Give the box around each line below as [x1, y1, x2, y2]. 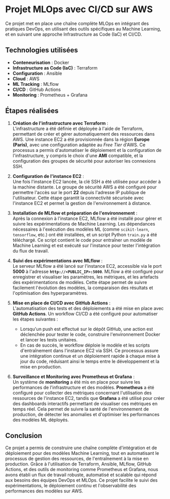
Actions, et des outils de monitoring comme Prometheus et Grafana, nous [5, 466, 158, 473]
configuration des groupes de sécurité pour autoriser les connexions [12, 158, 156, 164]
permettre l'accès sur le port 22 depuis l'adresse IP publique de [12, 189, 146, 195]
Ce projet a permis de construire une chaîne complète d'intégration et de [5, 445, 157, 451]
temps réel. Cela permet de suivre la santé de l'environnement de [12, 406, 149, 412]
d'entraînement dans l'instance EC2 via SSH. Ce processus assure [20, 347, 159, 354]
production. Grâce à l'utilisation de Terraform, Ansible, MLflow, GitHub [5, 461, 152, 467]
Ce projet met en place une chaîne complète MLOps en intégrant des [5, 20, 149, 26]
